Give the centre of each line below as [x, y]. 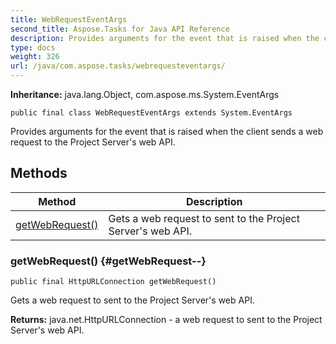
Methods [39, 173]
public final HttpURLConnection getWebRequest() [113, 282]
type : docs [33, 47]
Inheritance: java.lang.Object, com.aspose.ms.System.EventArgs [145, 94]
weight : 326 [35, 57]
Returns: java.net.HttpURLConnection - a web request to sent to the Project [166, 320]
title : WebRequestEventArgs [69, 19]
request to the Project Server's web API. [93, 142]
